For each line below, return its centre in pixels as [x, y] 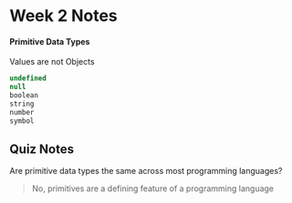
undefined [28, 78]
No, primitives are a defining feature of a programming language [153, 188]
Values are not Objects [52, 62]
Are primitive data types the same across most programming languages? [146, 171]
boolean [24, 96]
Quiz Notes [42, 150]
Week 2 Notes [64, 16]
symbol [22, 121]
